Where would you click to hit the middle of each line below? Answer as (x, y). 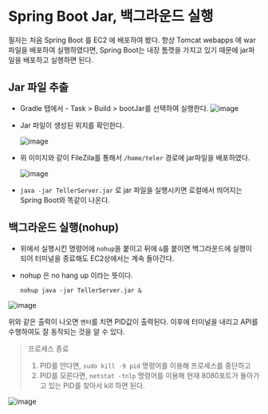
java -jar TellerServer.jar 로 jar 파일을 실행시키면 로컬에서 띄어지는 (131, 190)
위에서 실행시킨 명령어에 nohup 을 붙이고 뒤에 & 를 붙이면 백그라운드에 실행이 (136, 248)
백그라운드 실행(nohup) (64, 228)
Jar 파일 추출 (39, 87)
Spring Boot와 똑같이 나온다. (65, 199)
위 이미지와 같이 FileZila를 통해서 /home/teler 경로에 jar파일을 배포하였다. (135, 157)
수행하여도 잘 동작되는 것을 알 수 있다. (67, 331)
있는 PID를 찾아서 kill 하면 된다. (97, 385)
